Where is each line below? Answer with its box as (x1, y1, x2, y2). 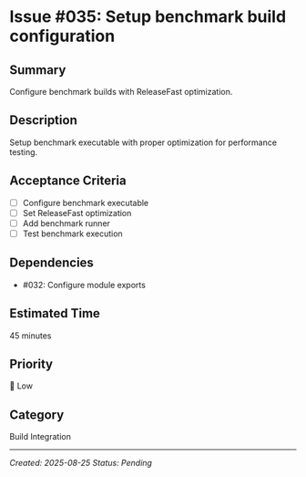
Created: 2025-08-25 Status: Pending (9, 458, 153, 469)
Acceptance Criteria (9, 173, 127, 189)
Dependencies (9, 255, 94, 271)
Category (9, 407, 65, 422)
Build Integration (9, 431, 71, 442)
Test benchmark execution (22, 228, 123, 239)
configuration (9, 26, 116, 47)
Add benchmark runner (22, 217, 111, 229)
